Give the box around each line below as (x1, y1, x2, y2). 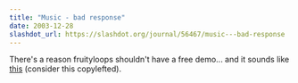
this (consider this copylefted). (9, 63, 122, 74)
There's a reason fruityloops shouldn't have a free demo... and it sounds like (9, 54, 290, 65)
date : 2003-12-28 (9, 21, 74, 30)
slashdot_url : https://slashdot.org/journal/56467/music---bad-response (9, 29, 286, 38)
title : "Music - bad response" (9, 12, 126, 22)
